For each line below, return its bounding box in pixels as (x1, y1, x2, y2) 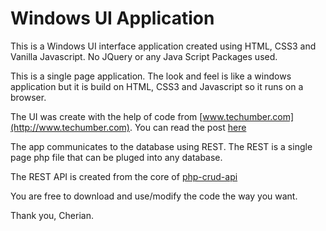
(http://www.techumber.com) (10, 121, 130, 133)
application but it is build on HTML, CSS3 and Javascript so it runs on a (10, 80, 304, 92)
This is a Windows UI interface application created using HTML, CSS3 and (10, 40, 317, 52)
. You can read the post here (129, 121, 247, 133)
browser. (10, 91, 47, 103)
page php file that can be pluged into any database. (10, 151, 223, 163)
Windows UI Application (10, 7, 215, 30)
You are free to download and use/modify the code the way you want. (10, 190, 298, 202)
